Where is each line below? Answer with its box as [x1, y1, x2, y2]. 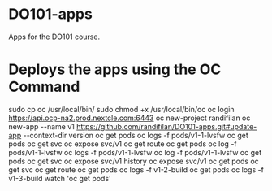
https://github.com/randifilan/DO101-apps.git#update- [76, 121, 257, 131]
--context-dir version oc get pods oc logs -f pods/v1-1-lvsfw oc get [23, 130, 249, 140]
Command [8, 78, 80, 96]
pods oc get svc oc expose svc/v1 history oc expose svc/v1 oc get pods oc [8, 156, 260, 166]
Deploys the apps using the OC [8, 60, 222, 79]
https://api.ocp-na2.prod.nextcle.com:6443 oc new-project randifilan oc [8, 113, 251, 123]
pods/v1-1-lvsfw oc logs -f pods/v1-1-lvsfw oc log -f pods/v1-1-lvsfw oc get [8, 147, 262, 157]
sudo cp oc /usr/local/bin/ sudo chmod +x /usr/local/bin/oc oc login [8, 104, 235, 114]
